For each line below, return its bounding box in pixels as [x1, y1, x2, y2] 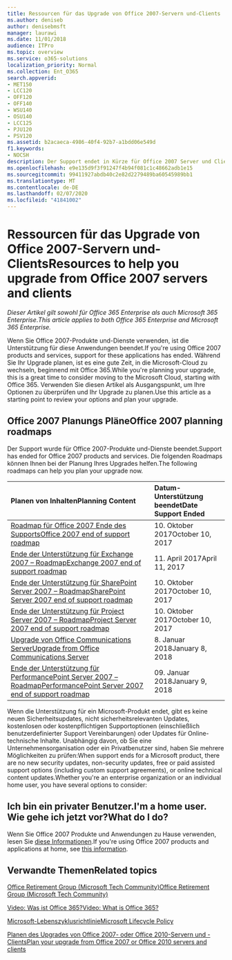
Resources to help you [48, 256, 180, 272]
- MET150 [7, 81, 32, 88]
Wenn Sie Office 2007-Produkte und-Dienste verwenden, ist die [7, 336, 189, 345]
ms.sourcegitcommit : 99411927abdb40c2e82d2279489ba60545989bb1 [7, 171, 193, 178]
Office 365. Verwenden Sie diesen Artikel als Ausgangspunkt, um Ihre [7, 380, 206, 388]
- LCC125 [7, 119, 32, 127]
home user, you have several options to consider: [7, 780, 147, 789]
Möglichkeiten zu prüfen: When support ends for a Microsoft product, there [7, 751, 220, 759]
